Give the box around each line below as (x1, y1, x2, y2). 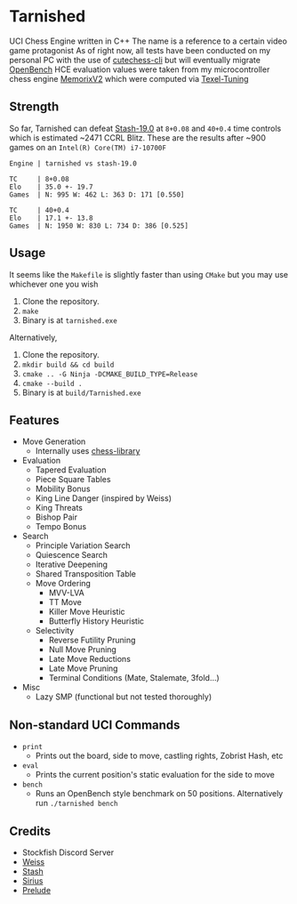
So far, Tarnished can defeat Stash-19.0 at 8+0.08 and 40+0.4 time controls (9, 123, 282, 133)
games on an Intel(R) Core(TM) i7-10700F (9, 141, 167, 152)
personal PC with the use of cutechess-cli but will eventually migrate (9, 54, 261, 65)
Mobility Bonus (35, 483, 91, 495)
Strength (9, 100, 60, 115)
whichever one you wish (9, 278, 99, 289)
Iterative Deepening (35, 559, 108, 570)
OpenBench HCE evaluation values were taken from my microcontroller (9, 64, 270, 75)
